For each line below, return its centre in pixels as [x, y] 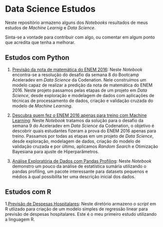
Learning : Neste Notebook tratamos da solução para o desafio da [78, 120]
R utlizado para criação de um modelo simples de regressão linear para [77, 209]
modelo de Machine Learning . [42, 105]
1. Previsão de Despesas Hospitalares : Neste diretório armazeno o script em [81, 204]
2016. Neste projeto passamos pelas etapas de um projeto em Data [80, 90]
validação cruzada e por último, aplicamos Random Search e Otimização [85, 146]
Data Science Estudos [50, 9]
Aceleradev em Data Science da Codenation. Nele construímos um [79, 80]
